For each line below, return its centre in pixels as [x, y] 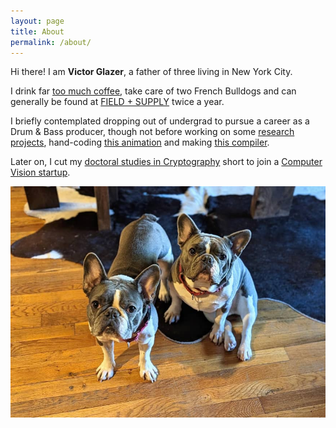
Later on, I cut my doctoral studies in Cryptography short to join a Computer [166, 162]
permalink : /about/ [51, 42]
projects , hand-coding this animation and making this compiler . [140, 142]
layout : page [37, 21]
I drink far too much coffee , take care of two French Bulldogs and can [153, 91]
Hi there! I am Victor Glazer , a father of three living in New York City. [151, 72]
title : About [37, 31]
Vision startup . [40, 172]
